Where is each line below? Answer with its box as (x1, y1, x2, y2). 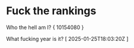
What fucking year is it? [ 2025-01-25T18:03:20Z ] (6, 35, 129, 42)
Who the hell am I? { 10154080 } (6, 24, 84, 31)
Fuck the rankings (6, 4, 97, 18)
